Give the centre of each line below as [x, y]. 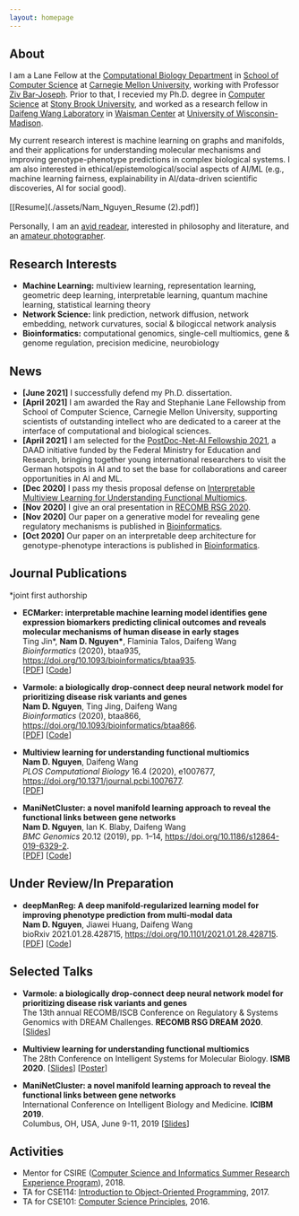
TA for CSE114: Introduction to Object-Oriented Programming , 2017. [146, 1192]
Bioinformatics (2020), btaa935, [81, 651]
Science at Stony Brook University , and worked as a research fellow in [139, 104]
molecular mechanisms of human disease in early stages [131, 631]
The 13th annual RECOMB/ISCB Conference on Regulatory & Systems [150, 1012]
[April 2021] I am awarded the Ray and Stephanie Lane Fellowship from [154, 402]
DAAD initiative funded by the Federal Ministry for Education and [141, 451]
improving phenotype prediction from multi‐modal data [127, 914]
